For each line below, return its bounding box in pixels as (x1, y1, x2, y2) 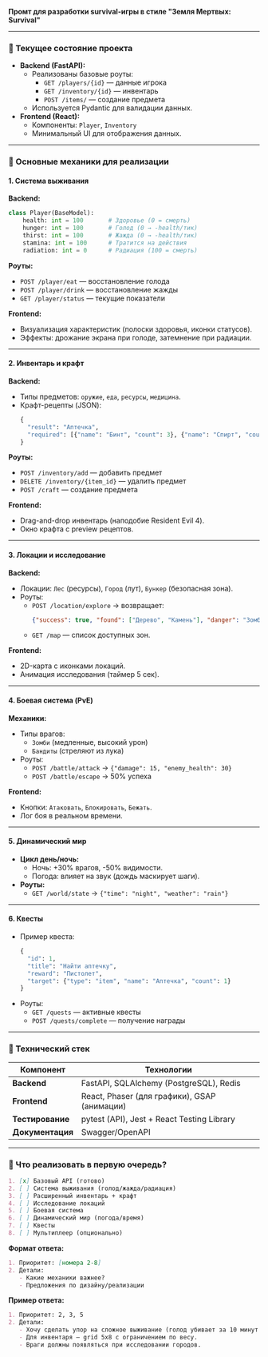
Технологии (144, 1064, 193, 1075)
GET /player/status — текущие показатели (19, 293, 166, 303)
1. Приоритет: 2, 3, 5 (8, 1311, 84, 1319)
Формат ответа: (8, 1243, 65, 1253)
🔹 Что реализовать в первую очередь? (8, 1159, 167, 1170)
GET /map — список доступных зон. (31, 631, 151, 640)
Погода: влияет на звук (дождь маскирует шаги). (31, 871, 200, 881)
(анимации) (81, 1100, 127, 1112)
